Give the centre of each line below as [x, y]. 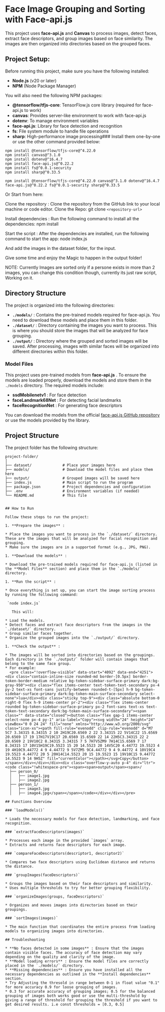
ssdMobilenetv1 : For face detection [49, 395]
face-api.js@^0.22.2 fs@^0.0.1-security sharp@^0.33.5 [63, 185]
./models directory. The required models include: [55, 385]
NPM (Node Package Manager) [44, 86]
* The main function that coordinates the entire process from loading [80, 927]
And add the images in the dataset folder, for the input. [61, 248]
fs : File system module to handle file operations [61, 131]
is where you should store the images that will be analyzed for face [80, 330]
